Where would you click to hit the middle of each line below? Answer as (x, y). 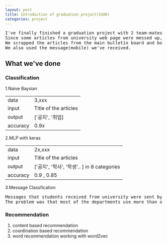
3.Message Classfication (30, 188)
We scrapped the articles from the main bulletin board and (80, 43)
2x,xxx (42, 150)
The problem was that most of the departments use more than (81, 202)
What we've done (33, 63)
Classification (22, 78)
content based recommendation (45, 226)
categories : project (27, 19)
